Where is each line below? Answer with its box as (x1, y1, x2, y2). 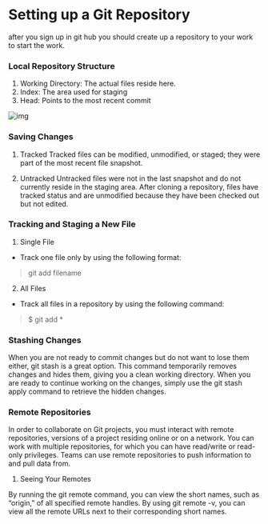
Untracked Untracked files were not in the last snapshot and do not (19, 174, 242, 183)
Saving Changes (8, 131, 74, 142)
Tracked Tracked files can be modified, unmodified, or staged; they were (19, 150, 261, 159)
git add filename (27, 268, 82, 278)
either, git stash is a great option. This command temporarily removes (8, 362, 238, 371)
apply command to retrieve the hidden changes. (8, 386, 166, 397)
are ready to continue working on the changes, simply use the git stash (8, 378, 242, 388)
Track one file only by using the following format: (19, 252, 182, 262)
